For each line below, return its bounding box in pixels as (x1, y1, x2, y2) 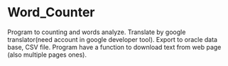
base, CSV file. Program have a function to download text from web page (7, 43, 222, 51)
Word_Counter (7, 4, 95, 21)
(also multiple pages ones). (7, 50, 87, 59)
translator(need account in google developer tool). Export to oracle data (7, 35, 218, 43)
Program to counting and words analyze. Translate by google (7, 28, 186, 36)
